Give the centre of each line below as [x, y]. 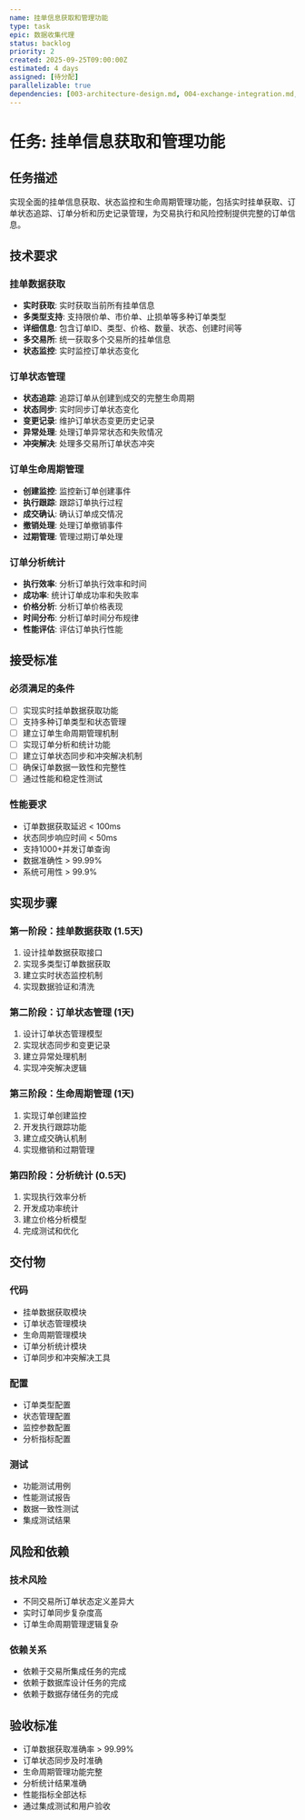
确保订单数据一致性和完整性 [74, 767]
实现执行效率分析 [54, 1197]
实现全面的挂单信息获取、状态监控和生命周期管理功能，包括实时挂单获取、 [148, 202]
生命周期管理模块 [54, 1335]
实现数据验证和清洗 [59, 986]
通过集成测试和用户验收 [66, 1806]
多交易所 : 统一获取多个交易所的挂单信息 [96, 340]
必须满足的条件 [42, 689]
